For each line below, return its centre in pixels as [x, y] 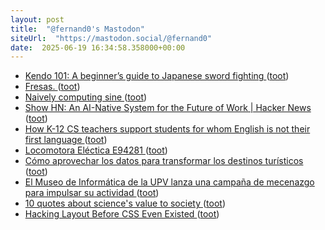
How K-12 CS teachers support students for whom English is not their [167, 129]
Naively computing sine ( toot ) [86, 97]
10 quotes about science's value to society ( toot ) [125, 203]
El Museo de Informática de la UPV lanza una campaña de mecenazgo [169, 182]
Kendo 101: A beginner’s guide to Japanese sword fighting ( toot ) [157, 76]
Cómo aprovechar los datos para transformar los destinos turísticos [164, 161]
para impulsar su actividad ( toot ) [92, 193]
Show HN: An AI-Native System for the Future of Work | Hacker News [168, 108]
